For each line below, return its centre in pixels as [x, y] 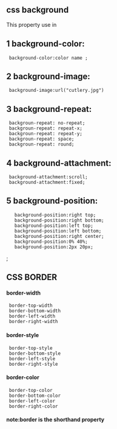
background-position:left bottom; [58, 231]
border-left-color [32, 401]
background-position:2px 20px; [54, 247]
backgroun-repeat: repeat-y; [46, 134]
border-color [23, 377]
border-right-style [34, 364]
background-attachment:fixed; [47, 183]
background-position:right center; [59, 236]
